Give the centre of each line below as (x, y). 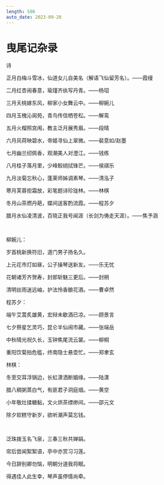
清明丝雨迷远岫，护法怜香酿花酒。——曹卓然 (60, 290)
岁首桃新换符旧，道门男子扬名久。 (47, 252)
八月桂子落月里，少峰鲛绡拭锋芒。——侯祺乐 (60, 166)
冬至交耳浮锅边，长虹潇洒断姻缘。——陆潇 (58, 377)
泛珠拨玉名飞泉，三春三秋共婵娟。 (47, 439)
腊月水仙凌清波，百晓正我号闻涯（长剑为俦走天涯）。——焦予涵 (82, 216)
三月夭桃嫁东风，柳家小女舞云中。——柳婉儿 (60, 103)
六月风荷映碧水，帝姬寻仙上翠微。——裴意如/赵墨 (66, 141)
